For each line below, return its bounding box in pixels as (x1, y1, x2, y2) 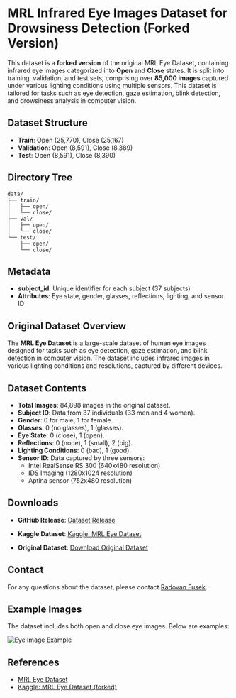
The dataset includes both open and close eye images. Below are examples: (7, 622, 230, 631)
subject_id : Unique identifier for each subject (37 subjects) (17, 284, 191, 293)
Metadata (7, 265, 51, 278)
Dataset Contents (7, 382, 87, 394)
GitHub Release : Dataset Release (17, 516, 116, 524)
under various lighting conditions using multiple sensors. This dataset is (7, 81, 218, 89)
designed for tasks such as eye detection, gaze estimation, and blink (7, 347, 208, 355)
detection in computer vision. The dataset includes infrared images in (7, 354, 210, 363)
